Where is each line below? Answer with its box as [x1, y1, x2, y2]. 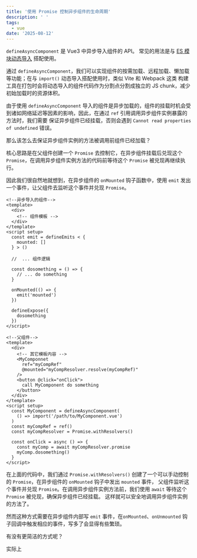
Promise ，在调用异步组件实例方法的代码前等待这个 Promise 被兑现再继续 [6, 157, 181, 164]
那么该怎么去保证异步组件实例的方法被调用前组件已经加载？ [6, 137, 151, 144]
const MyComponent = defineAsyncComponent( [11, 408, 120, 414]
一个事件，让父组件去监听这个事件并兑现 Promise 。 [6, 184, 130, 191]
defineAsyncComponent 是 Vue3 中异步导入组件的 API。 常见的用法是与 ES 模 [6, 48, 190, 55]
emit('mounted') [17, 292, 57, 298]
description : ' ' [6, 14, 49, 20]
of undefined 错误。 [6, 125, 55, 132]
